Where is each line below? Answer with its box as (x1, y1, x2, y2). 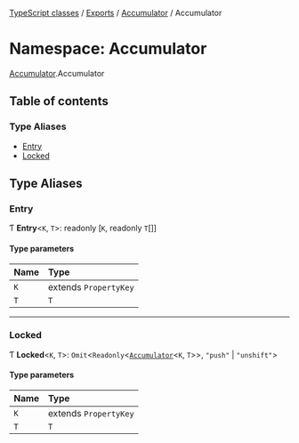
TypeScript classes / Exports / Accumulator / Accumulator (9, 8, 222, 18)
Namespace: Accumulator (9, 39, 207, 59)
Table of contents (9, 93, 109, 109)
